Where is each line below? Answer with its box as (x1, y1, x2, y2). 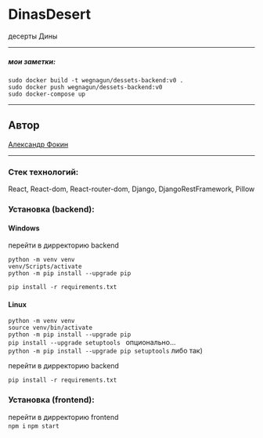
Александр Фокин (8, 139, 69, 149)
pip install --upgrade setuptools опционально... (8, 338, 176, 347)
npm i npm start (8, 422, 60, 430)
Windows (8, 223, 40, 233)
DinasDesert (8, 5, 92, 24)
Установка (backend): (8, 204, 95, 215)
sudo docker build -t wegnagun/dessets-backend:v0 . (8, 76, 184, 84)
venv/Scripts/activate (8, 262, 82, 271)
